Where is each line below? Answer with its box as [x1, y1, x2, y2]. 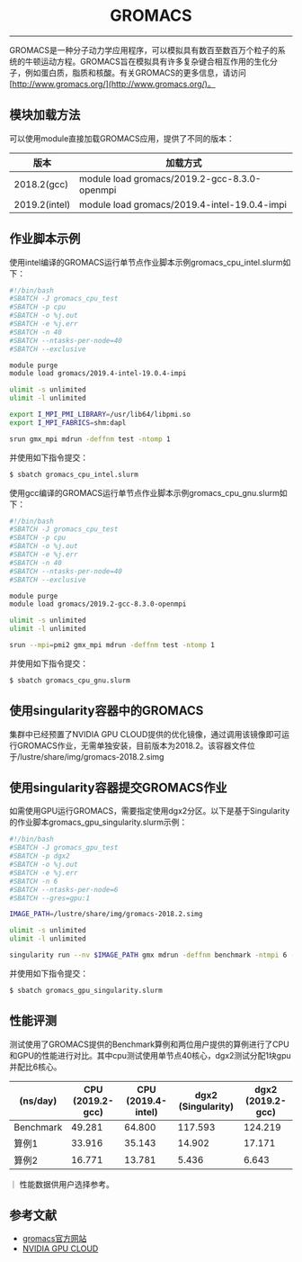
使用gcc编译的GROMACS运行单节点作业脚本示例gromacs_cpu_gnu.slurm [9, 487, 280, 498]
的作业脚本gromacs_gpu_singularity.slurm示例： [9, 816, 188, 828]
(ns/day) [19, 1095, 58, 1107]
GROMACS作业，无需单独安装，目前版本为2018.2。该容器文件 [16, 740, 248, 751]
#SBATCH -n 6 [9, 877, 58, 886]
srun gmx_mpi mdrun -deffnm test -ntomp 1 [9, 434, 171, 444]
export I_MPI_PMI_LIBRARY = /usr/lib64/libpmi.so [9, 410, 191, 419]
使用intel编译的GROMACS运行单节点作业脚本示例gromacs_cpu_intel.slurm [9, 257, 283, 267]
